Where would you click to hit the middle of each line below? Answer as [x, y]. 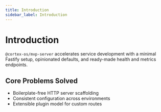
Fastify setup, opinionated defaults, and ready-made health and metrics [81, 60]
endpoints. [17, 65]
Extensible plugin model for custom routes [57, 104]
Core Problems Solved [42, 81]
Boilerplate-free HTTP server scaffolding [55, 93]
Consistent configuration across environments [61, 99]
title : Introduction [27, 10]
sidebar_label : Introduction [36, 15]
